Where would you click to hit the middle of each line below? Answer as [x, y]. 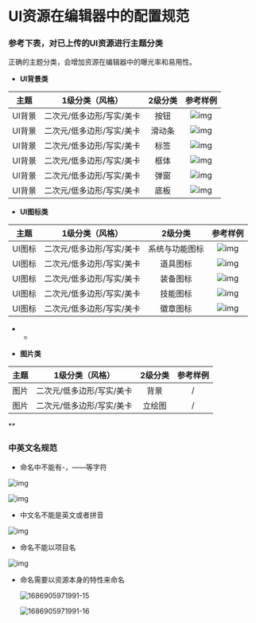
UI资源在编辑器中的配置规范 [99, 16]
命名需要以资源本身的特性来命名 [72, 579]
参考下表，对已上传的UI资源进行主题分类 [86, 43]
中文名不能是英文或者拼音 [62, 515]
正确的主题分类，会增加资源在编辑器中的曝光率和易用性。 [102, 62]
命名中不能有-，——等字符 [63, 467]
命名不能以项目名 [48, 547]
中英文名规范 [33, 449]
